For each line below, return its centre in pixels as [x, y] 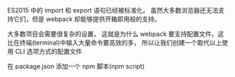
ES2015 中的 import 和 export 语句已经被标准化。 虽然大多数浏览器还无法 [113, 10]
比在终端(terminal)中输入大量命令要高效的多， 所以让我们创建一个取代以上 [115, 43]
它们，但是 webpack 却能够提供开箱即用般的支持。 [87, 19]
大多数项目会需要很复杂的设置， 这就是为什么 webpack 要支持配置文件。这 [116, 34]
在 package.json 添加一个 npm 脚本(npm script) [76, 66]
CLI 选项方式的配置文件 [49, 51]
